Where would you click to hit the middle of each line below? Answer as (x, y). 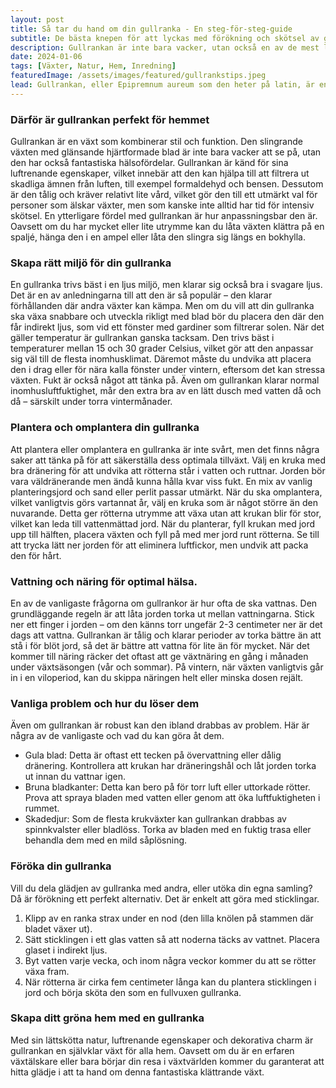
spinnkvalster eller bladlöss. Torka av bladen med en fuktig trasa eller (168, 830)
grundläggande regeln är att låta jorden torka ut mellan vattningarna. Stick (162, 613)
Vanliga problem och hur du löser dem (105, 703)
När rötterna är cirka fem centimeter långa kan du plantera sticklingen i (170, 982)
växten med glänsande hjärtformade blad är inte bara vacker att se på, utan (166, 152)
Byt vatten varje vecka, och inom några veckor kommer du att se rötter (170, 960)
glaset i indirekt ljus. (66, 950)
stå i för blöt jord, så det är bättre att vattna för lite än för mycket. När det (160, 645)
